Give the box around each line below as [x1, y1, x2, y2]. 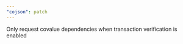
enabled [6, 31, 27, 39]
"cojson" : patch [6, 8, 48, 15]
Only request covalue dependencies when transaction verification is [6, 25, 178, 33]
